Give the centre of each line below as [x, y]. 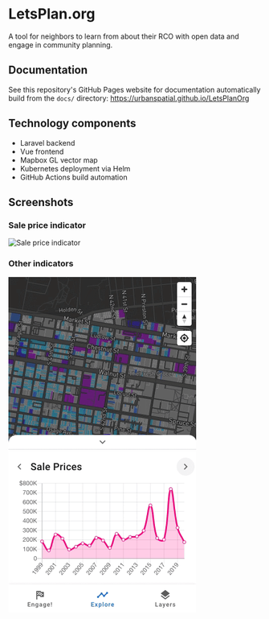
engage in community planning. [61, 44]
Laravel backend [47, 142]
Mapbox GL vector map [59, 160]
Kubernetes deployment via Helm [75, 168]
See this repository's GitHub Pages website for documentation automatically [134, 89]
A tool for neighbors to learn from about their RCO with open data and [124, 36]
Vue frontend [42, 151]
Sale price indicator [47, 225]
